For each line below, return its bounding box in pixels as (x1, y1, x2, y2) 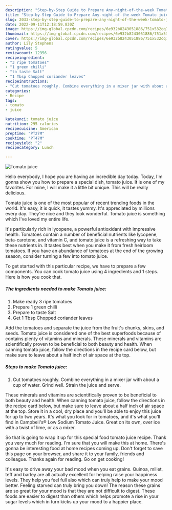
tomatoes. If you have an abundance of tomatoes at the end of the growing (5, 248, 163, 254)
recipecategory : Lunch (5, 145, 54, 150)
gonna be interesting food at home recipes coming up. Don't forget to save (5, 446, 163, 452)
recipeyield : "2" (5, 140, 42, 146)
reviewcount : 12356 (5, 50, 47, 55)
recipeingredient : (5, 55, 45, 60)
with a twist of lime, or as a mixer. (5, 425, 76, 431)
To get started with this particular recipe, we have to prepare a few (5, 263, 146, 269)
